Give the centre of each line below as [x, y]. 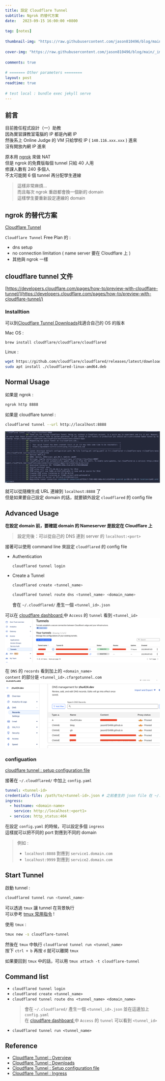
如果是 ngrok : [19, 394]
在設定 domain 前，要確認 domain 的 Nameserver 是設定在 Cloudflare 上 [79, 526]
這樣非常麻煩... [32, 186]
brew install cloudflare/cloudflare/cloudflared [56, 343]
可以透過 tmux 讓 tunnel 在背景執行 [40, 908]
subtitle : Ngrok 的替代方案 [32, 16]
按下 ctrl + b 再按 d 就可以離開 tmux [42, 951]
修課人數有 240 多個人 [28, 169]
